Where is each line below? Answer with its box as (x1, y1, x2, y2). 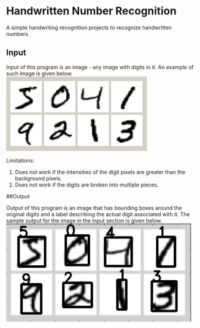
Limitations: (6, 157, 35, 164)
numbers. (6, 30, 30, 37)
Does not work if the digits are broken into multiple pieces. (14, 181, 159, 188)
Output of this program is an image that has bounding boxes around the (6, 204, 182, 211)
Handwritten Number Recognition (6, 4, 177, 18)
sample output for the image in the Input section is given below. (6, 217, 162, 224)
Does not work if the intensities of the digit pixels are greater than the (14, 168, 186, 176)
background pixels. (14, 174, 63, 182)
